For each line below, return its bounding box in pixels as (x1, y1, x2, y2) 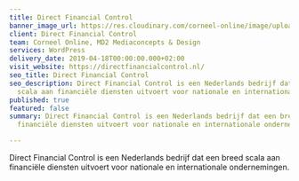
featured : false (9, 104, 69, 113)
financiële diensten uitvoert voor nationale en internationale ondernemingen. (9, 161, 290, 172)
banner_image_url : (9, 21, 77, 30)
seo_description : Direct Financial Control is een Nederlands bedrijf (9, 79, 277, 88)
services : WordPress (9, 46, 86, 55)
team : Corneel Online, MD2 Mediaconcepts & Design (9, 37, 201, 47)
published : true (9, 95, 69, 105)
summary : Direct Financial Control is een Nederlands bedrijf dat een (9, 112, 277, 121)
